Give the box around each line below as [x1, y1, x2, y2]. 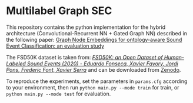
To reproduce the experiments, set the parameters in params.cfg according [6, 78, 188, 85]
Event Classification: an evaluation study [6, 42, 105, 49]
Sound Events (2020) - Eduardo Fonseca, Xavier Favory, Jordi [27, 60, 178, 67]
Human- [164, 54, 184, 61]
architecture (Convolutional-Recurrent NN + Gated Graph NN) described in [6, 29, 187, 36]
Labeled [6, 60, 26, 67]
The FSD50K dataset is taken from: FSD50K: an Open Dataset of [6, 54, 163, 61]
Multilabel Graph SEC [6, 4, 112, 18]
